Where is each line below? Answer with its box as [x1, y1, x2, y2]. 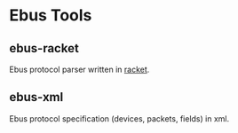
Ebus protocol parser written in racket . [9, 64, 150, 74]
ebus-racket [9, 41, 80, 56]
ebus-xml [9, 90, 64, 105]
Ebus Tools [9, 5, 92, 26]
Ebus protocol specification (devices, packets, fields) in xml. [9, 113, 229, 124]
